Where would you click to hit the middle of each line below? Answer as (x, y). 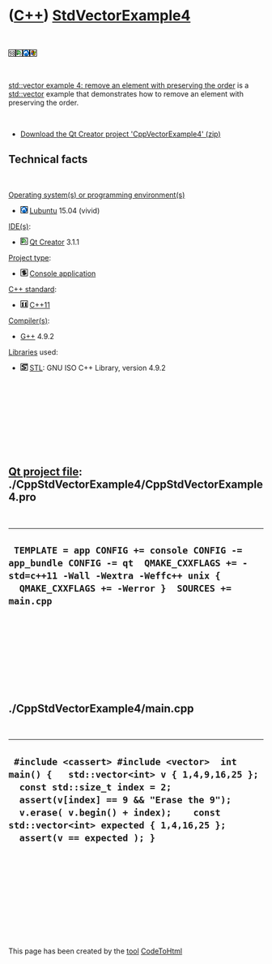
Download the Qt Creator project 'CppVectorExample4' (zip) (120, 134)
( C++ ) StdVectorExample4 (100, 16)
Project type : (30, 257)
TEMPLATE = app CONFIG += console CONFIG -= (128, 550)
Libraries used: (33, 352)
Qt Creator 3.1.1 (54, 242)
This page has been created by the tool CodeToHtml (96, 951)
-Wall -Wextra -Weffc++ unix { (142, 575)
